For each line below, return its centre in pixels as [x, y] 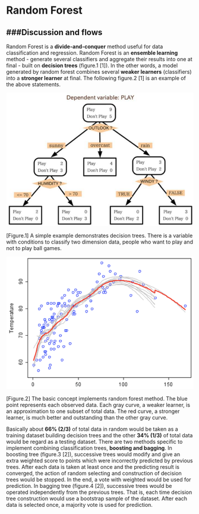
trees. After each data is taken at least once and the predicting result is [93, 467]
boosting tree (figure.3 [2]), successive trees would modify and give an [93, 455]
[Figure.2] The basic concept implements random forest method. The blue [97, 399]
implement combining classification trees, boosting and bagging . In [89, 448]
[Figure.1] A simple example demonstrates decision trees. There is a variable [99, 236]
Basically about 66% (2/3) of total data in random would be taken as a [92, 429]
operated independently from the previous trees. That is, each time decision [99, 492]
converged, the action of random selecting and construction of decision [94, 474]
